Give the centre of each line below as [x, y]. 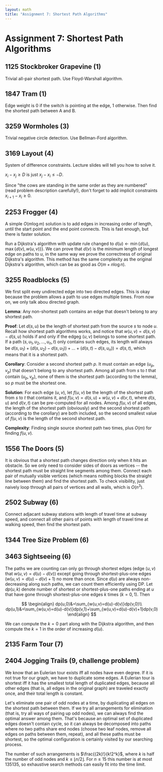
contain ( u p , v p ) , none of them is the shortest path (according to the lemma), [81, 377]
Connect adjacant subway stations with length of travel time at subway [76, 514]
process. [14, 744]
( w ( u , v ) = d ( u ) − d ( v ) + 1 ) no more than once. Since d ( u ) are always [72, 579]
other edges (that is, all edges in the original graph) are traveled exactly [77, 688]
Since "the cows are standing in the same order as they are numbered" [76, 185]
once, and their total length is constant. [44, 693]
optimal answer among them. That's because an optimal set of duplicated [79, 718]
